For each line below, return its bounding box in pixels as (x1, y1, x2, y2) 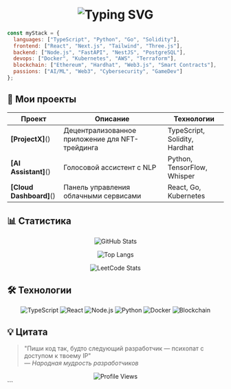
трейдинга (63, 143, 98, 152)
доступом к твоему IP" (23, 352, 91, 360)
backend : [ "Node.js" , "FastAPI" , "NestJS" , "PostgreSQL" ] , (13, 49, 186, 56)
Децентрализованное (63, 125, 136, 135)
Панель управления (63, 182, 131, 192)
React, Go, (167, 182, 201, 192)
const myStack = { (7, 30, 60, 36)
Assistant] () (10, 167, 51, 176)
